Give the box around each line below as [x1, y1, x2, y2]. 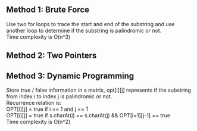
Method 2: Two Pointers [6, 51, 97, 61]
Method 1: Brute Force [6, 5, 90, 15]
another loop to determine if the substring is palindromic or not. [6, 27, 162, 34]
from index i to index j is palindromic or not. [6, 93, 112, 100]
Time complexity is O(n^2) [6, 118, 70, 126]
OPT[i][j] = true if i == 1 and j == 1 [6, 105, 88, 113]
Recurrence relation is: [6, 99, 62, 107]
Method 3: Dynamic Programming [6, 71, 135, 81]
